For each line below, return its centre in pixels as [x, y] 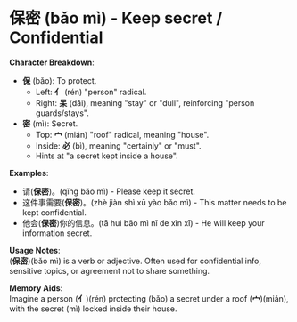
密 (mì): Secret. [50, 123]
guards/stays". [62, 113]
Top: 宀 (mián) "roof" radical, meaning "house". [122, 134]
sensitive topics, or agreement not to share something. [110, 270]
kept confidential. [54, 212]
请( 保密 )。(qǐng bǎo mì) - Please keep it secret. [109, 191]
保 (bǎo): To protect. [59, 80]
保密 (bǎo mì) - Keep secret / [116, 18]
